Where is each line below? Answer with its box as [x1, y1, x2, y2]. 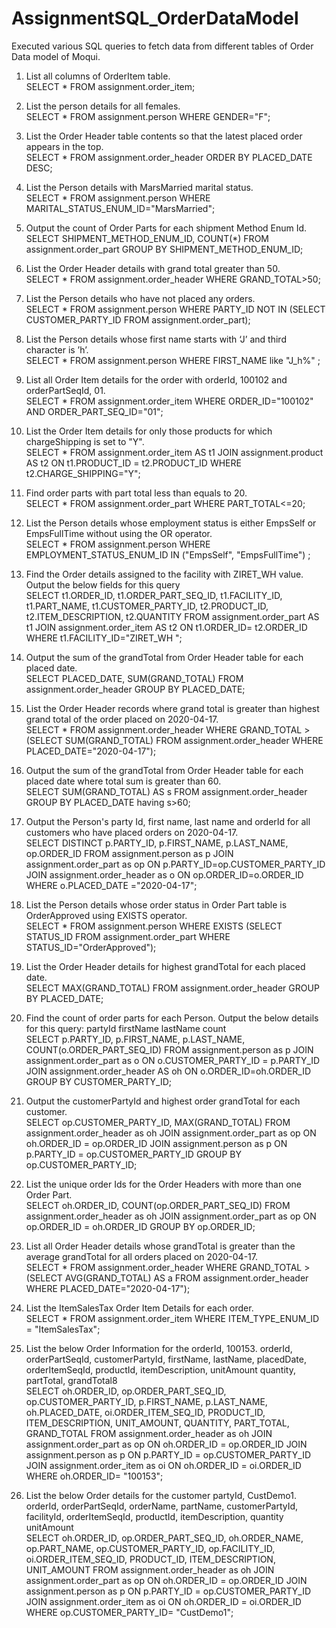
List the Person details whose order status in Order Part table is [25, 898, 288, 911]
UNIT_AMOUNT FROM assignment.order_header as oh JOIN [25, 1563, 275, 1576]
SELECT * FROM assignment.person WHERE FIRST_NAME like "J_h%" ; [25, 354, 321, 366]
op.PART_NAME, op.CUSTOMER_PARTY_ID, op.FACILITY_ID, [25, 1542, 276, 1554]
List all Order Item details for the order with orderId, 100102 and [25, 373, 288, 386]
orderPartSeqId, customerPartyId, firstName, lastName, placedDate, [25, 1353, 307, 1365]
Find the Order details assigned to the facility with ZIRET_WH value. [25, 568, 304, 580]
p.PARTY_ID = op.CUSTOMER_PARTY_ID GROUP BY [25, 1148, 243, 1160]
